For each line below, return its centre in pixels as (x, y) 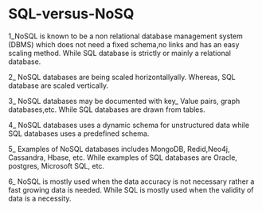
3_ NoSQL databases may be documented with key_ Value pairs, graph (124, 101)
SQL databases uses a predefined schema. (79, 133)
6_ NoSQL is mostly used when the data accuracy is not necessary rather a (131, 181)
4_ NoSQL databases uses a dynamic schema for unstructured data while (129, 125)
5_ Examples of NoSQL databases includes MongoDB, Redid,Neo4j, (119, 149)
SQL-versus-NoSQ (71, 14)
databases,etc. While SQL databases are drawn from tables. (107, 109)
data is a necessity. (40, 198)
